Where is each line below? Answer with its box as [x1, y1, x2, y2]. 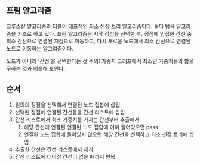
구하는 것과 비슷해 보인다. [6, 65, 66, 72]
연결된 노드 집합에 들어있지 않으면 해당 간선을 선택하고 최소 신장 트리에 [23, 130, 188, 138]
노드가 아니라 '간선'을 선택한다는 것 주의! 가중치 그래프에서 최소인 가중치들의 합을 [6, 57, 194, 64]
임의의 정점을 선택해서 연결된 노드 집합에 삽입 [14, 101, 121, 108]
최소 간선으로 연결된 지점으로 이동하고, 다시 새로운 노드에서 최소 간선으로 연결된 [6, 37, 191, 45]
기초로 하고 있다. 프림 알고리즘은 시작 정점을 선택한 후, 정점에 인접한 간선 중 [17, 30, 192, 37]
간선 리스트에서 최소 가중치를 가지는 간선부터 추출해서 [14, 115, 140, 123]
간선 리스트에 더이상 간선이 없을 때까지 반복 [14, 153, 116, 160]
